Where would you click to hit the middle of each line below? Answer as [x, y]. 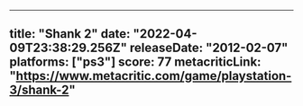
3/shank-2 [39, 90]
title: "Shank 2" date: [70, 34]
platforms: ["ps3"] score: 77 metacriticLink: [135, 62]
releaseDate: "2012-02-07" [209, 48]
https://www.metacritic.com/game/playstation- [154, 76]
